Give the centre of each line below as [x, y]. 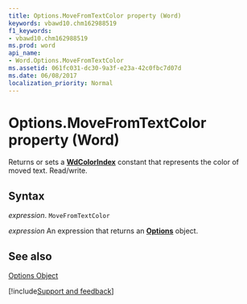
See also [30, 256]
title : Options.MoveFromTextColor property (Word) [95, 16]
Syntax [27, 196]
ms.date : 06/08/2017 [43, 76]
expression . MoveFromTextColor [59, 216]
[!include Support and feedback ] [61, 291]
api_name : [25, 53]
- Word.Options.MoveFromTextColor [66, 61]
